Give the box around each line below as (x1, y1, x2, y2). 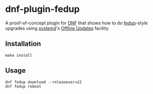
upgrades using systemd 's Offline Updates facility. (5, 25, 110, 31)
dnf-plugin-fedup (5, 3, 80, 15)
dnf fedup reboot (5, 84, 42, 89)
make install (5, 53, 33, 58)
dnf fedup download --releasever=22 (5, 80, 82, 85)
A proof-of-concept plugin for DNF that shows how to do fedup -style (5, 20, 148, 26)
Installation (5, 40, 41, 48)
